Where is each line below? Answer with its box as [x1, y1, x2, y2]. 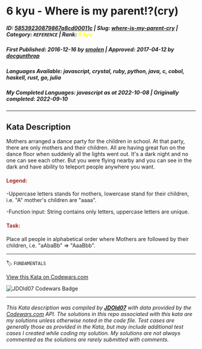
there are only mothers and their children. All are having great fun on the [6, 144, 185, 151]
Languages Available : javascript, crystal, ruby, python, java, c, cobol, [6, 67, 185, 74]
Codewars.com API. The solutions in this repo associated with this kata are [6, 311, 193, 318]
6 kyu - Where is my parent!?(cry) [6, 4, 179, 18]
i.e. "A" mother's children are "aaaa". [6, 197, 97, 204]
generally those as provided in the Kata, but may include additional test [6, 323, 183, 330]
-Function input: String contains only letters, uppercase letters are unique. [6, 208, 189, 215]
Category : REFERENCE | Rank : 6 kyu [6, 31, 93, 38]
